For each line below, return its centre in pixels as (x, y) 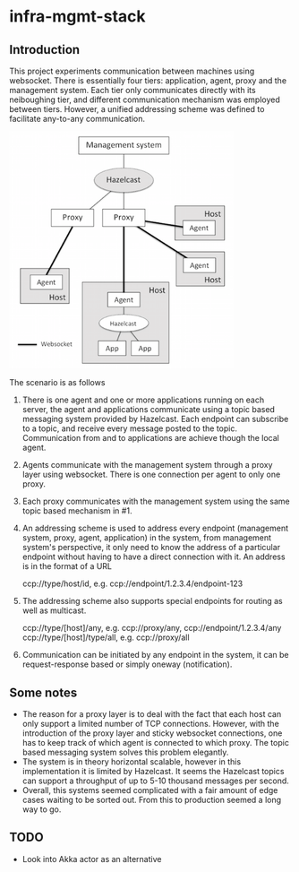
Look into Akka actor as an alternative (92, 859)
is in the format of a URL (67, 566)
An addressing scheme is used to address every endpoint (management (155, 528)
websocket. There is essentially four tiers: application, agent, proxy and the (148, 81)
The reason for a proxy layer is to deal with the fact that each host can (152, 714)
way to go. (42, 809)
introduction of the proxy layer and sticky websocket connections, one (152, 733)
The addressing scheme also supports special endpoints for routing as (153, 601)
